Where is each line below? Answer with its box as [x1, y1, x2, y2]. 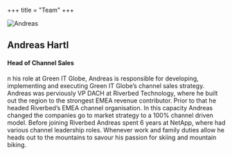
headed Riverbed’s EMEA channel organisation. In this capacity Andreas [7, 103, 213, 112]
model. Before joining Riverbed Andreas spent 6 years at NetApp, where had [7, 118, 226, 127]
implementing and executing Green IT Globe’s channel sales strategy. [7, 81, 205, 89]
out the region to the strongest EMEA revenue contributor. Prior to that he [7, 96, 217, 105]
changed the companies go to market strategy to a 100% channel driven [7, 111, 213, 119]
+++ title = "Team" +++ [7, 6, 75, 14]
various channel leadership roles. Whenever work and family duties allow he [7, 125, 225, 134]
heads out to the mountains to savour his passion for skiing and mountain [7, 133, 217, 141]
